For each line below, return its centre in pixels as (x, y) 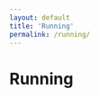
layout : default (40, 18)
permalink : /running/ (50, 34)
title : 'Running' (42, 26)
